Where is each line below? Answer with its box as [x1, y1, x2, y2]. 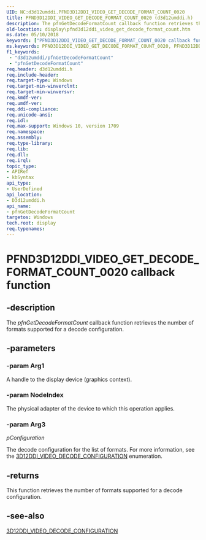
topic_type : [6, 163, 37, 169]
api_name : [6, 203, 32, 209]
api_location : [6, 191, 43, 198]
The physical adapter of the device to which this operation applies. [6, 404, 175, 412]
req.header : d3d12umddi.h [6, 66, 72, 72]
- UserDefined [6, 186, 43, 192]
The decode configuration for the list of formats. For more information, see [6, 446, 195, 453]
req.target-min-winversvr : [6, 89, 75, 95]
